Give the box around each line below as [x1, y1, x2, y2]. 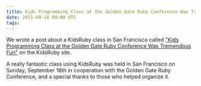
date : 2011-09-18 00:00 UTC [6, 14, 77, 20]
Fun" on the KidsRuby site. [6, 49, 72, 56]
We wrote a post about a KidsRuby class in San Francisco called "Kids [6, 36, 179, 44]
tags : [6, 20, 20, 26]
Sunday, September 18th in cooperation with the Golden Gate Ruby [6, 67, 171, 74]
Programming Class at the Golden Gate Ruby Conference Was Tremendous [6, 42, 191, 50]
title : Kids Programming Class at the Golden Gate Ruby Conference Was [6, 8, 188, 15]
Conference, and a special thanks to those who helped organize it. [6, 73, 170, 81]
